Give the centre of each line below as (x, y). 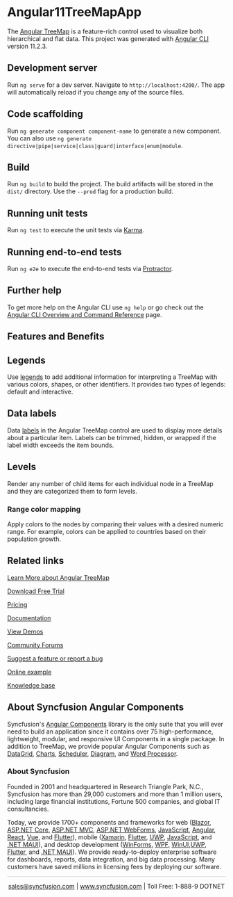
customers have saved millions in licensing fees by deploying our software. (114, 866)
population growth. (34, 539)
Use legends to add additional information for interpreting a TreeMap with (112, 377)
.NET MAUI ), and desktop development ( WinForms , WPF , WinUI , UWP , (107, 844)
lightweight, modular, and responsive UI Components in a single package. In (116, 738)
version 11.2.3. (27, 46)
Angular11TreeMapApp (75, 12)
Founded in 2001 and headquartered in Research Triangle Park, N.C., (105, 786)
